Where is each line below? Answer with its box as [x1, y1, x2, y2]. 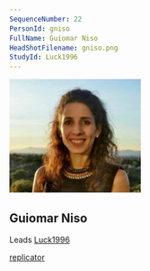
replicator [9, 251, 45, 262]
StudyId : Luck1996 [9, 52, 78, 62]
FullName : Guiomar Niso [9, 33, 99, 42]
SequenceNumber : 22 [9, 14, 83, 23]
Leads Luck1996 [9, 234, 70, 245]
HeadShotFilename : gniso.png [9, 43, 119, 52]
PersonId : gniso [9, 23, 70, 33]
